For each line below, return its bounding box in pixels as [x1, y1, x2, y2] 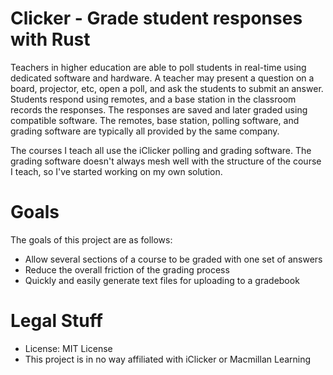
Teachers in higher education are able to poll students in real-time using [10, 61, 307, 73]
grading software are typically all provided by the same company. [10, 125, 280, 137]
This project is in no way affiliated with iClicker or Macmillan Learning [24, 353, 312, 365]
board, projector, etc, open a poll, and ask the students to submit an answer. [10, 82, 324, 94]
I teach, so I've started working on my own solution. [10, 165, 223, 177]
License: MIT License [24, 342, 113, 354]
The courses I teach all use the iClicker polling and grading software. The [10, 144, 312, 156]
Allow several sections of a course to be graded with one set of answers [24, 253, 323, 265]
